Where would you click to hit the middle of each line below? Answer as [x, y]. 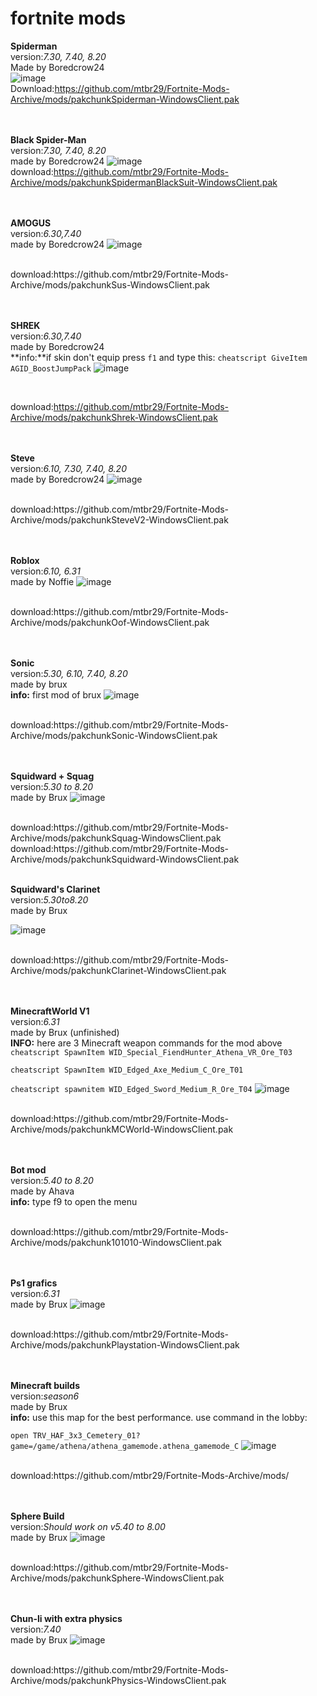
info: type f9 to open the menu [74, 1201]
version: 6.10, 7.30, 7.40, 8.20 [68, 468]
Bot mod [28, 1169]
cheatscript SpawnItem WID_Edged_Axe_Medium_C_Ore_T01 [127, 1070]
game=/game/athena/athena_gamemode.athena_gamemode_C [125, 1446]
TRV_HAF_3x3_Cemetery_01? [86, 1435]
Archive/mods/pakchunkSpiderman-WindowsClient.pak [125, 99]
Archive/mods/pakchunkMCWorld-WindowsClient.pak [122, 1129]
